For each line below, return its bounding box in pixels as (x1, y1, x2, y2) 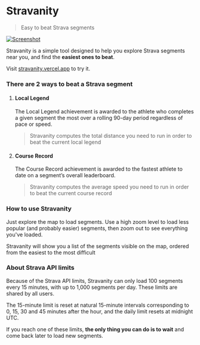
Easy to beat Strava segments (20, 24, 95, 31)
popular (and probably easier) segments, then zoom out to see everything (6, 224, 188, 232)
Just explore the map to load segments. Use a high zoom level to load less (6, 218, 189, 225)
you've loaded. (6, 231, 43, 238)
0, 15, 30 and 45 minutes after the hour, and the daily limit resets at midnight (6, 307, 193, 315)
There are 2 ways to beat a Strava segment (6, 79, 133, 88)
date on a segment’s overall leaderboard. (14, 172, 116, 179)
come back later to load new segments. (6, 332, 103, 339)
